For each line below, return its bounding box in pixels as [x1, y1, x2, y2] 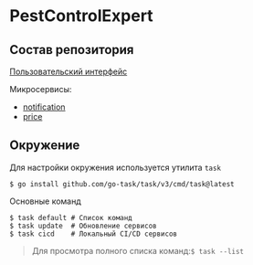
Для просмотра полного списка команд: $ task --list [31, 245, 245, 256]
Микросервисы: [9, 84, 72, 94]
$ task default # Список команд [9, 213, 132, 222]
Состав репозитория [9, 42, 134, 58]
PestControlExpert [9, 5, 153, 26]
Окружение [9, 138, 80, 154]
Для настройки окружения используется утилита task [9, 162, 222, 173]
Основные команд [9, 196, 82, 207]
